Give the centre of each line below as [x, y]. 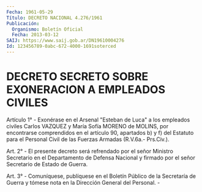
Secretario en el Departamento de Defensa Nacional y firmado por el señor [101, 158]
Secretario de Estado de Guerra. [47, 164]
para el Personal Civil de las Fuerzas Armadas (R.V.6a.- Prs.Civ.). [88, 139]
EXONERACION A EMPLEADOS [86, 90]
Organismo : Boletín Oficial [48, 29]
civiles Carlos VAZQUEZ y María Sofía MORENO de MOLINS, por [88, 126]
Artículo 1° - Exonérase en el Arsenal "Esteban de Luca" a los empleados [98, 120]
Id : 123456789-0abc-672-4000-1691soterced [61, 47]
